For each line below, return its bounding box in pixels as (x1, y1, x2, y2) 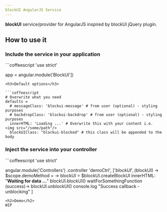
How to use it (5, 36, 47, 44)
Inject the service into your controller (5, 146, 97, 153)
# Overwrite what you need (5, 95, 61, 100)
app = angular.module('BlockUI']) (5, 72, 74, 78)
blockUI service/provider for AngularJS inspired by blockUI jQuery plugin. (5, 21, 157, 27)
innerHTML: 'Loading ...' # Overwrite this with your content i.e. (9, 121, 153, 126)
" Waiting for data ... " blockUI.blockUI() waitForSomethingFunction (5, 178, 142, 184)
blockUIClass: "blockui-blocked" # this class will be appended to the (9, 130, 162, 135)
